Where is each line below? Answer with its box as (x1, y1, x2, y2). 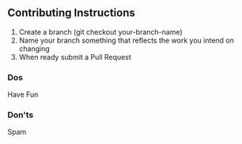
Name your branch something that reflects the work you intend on (18, 35, 235, 45)
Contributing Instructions (7, 6, 136, 20)
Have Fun (7, 90, 39, 99)
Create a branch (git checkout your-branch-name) (18, 27, 183, 36)
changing (18, 43, 51, 54)
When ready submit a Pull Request (18, 52, 131, 61)
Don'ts (7, 109, 34, 120)
